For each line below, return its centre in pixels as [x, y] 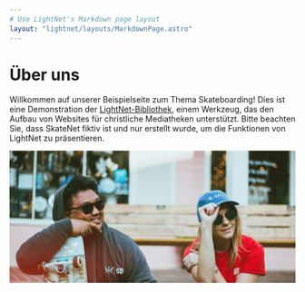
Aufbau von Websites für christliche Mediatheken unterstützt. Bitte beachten [152, 119]
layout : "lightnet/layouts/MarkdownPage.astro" [101, 29]
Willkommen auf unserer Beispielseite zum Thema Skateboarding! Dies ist [148, 100]
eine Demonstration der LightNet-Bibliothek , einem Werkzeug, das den [142, 110]
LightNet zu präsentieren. [57, 138]
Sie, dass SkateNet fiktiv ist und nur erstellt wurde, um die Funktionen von [148, 129]
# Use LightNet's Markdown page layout [85, 19]
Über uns [44, 75]
